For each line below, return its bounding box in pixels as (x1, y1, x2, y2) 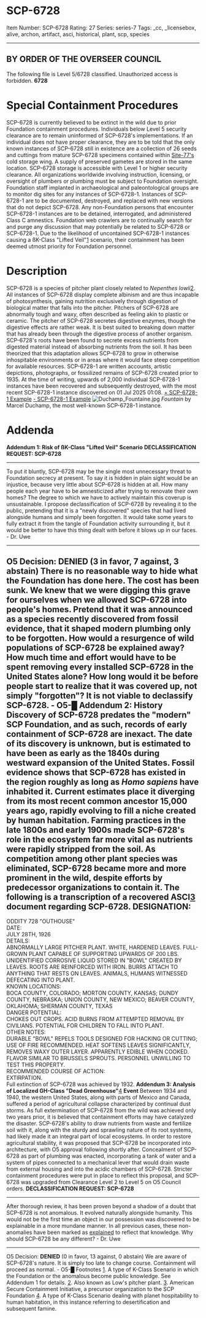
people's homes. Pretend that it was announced (6, 604, 193, 614)
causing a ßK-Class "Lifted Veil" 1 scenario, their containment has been (6, 236, 185, 243)
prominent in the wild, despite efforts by (6, 873, 163, 883)
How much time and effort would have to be (6, 652, 177, 663)
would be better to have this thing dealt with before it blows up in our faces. (6, 526, 197, 534)
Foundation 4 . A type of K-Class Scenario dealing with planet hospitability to (6, 1292, 199, 1300)
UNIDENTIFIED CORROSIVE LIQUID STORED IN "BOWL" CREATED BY (6, 957, 182, 964)
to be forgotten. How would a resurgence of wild (6, 633, 194, 643)
